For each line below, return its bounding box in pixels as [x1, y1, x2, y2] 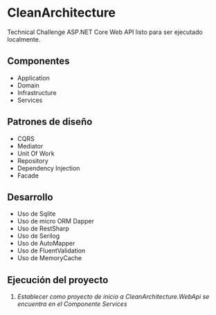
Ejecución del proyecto [7, 274, 109, 286]
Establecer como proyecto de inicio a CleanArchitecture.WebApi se [17, 293, 210, 301]
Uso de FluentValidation [17, 246, 86, 255]
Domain [17, 81, 40, 90]
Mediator [17, 142, 44, 150]
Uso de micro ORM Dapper [17, 217, 95, 225]
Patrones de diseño [7, 116, 93, 128]
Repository [17, 156, 48, 164]
